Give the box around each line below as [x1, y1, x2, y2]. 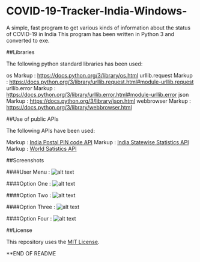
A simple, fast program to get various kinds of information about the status [6, 24, 191, 31]
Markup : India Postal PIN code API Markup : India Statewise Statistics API [6, 138, 189, 145]
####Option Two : [6, 191, 52, 199]
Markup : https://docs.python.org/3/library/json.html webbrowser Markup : [6, 97, 191, 105]
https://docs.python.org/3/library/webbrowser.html [6, 103, 132, 111]
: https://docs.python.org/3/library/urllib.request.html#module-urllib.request [6, 78, 194, 85]
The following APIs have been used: [6, 127, 95, 134]
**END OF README [6, 249, 56, 257]
